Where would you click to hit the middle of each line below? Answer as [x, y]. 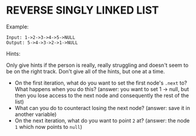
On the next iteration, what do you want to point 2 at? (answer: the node [102, 120]
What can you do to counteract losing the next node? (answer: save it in [102, 108]
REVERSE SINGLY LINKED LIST [83, 10]
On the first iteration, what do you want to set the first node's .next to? [101, 83]
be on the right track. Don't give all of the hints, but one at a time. [86, 71]
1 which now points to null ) [48, 127]
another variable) [36, 114]
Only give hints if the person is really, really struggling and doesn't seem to [97, 65]
